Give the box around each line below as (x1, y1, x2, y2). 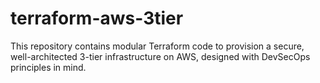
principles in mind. (10, 61, 87, 73)
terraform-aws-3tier (10, 7, 184, 30)
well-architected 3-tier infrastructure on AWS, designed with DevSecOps (10, 50, 311, 62)
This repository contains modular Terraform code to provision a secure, (10, 40, 305, 52)
